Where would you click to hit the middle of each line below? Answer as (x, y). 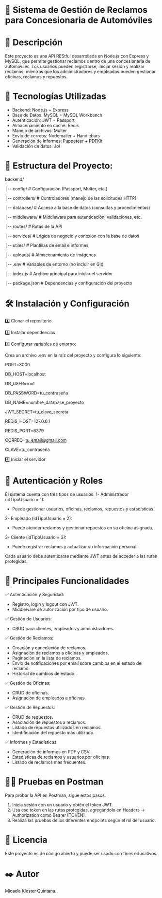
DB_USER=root (20, 383)
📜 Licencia (26, 840)
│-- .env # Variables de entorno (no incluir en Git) (54, 264)
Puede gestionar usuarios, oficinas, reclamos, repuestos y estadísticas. (83, 509)
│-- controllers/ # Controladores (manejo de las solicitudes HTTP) (71, 198)
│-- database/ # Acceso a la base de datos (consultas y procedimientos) (78, 207)
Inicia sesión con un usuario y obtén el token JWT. (62, 804)
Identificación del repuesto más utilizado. (53, 732)
